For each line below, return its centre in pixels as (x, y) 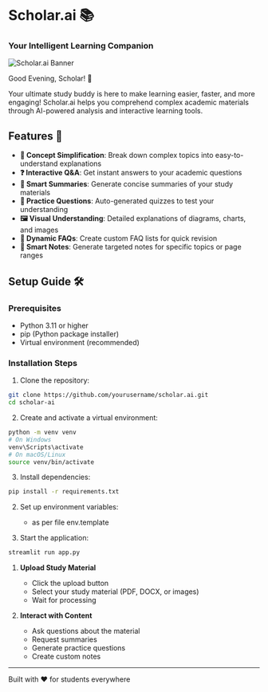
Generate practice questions (79, 648)
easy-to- (229, 155)
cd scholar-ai (32, 403)
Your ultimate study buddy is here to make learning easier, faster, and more (132, 94)
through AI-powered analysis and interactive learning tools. (106, 111)
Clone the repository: (55, 380)
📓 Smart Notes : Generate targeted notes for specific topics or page (130, 247)
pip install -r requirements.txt (64, 492)
